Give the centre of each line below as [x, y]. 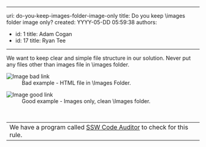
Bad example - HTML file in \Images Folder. [76, 83]
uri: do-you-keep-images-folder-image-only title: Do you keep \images [96, 16]
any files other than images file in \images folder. [68, 64]
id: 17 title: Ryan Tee [40, 41]
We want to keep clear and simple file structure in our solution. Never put [99, 58]
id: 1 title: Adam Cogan [44, 34]
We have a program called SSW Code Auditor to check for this [99, 127]
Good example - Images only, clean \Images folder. [86, 101]
